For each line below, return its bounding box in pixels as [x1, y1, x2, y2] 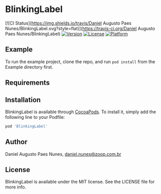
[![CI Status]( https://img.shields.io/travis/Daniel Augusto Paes [5, 20, 132, 26]
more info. [5, 184, 26, 190]
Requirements [5, 79, 50, 87]
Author [5, 138, 27, 146]
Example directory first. [5, 64, 53, 70]
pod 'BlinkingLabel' [5, 124, 48, 129]
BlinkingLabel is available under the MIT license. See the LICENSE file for [5, 179, 155, 185]
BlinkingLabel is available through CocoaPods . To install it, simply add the [5, 109, 156, 115]
